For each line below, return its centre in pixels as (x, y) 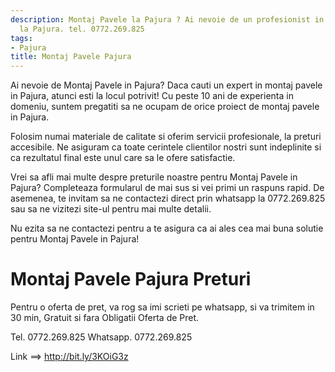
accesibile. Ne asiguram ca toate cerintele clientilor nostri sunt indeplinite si (166, 147)
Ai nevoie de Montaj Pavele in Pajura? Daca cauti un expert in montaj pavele (166, 85)
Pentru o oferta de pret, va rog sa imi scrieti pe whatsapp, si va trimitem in (162, 307)
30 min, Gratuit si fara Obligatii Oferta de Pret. (105, 318)
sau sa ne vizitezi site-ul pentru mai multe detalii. (111, 209)
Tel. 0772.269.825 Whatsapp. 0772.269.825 (101, 337)
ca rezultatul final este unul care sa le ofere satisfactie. (123, 158)
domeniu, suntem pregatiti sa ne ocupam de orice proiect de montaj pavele (165, 107)
